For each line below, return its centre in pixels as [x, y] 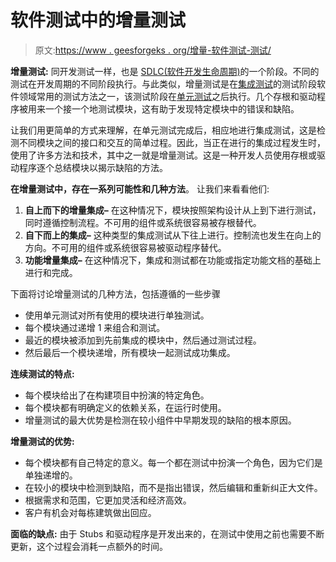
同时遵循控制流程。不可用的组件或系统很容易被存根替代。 [143, 222]
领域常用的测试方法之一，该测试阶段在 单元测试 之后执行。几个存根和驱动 [167, 96]
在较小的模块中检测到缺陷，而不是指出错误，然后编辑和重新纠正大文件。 [173, 487]
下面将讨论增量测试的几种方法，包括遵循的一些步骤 [115, 293]
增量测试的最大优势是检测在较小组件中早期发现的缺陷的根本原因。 [160, 420]
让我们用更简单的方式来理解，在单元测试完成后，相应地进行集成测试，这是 [163, 130]
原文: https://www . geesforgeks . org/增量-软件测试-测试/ [153, 50]
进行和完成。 [51, 272]
